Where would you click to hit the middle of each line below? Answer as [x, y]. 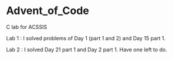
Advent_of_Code [48, 11]
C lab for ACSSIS [27, 27]
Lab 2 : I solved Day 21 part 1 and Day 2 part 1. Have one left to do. [86, 49]
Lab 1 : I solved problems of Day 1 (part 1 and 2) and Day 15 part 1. [86, 38]
